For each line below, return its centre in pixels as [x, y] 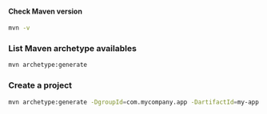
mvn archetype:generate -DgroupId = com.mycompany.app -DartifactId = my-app [134, 102]
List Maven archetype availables [73, 48]
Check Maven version [45, 11]
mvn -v [19, 28]
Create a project [40, 85]
